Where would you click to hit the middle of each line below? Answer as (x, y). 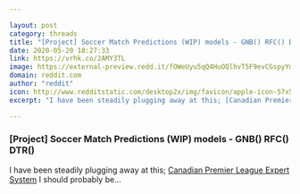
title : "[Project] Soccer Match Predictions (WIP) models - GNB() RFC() (147, 42)
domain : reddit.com (46, 76)
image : (21, 67)
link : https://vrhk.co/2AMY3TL (67, 59)
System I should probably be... (66, 179)
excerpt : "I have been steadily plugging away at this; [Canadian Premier (151, 100)
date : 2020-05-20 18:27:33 (59, 50)
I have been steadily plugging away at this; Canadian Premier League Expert (150, 170)
